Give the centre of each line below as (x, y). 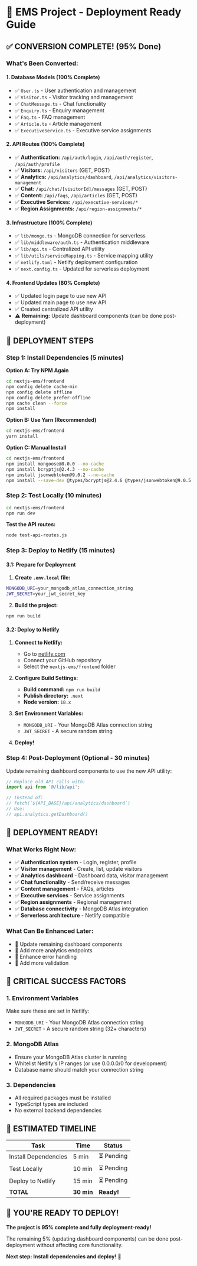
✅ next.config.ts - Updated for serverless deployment (82, 269)
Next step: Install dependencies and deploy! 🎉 (64, 1256)
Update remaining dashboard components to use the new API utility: (89, 771)
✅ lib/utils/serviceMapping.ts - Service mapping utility (84, 256)
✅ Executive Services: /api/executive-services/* (76, 202)
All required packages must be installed (63, 1098)
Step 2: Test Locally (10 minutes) (54, 496)
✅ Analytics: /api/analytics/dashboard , (64, 177)
